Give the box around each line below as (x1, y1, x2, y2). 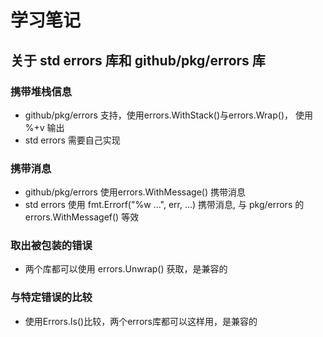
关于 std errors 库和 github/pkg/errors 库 (10, 52, 266, 69)
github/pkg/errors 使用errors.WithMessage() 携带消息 (24, 186, 246, 198)
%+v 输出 (24, 121, 65, 133)
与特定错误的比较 (10, 291, 93, 305)
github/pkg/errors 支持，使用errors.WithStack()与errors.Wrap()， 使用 (24, 109, 313, 121)
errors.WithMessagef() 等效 (24, 211, 140, 223)
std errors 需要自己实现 (24, 134, 121, 146)
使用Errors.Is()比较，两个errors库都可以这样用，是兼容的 (24, 315, 258, 327)
